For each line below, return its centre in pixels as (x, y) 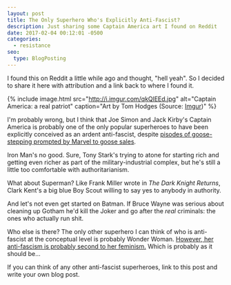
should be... (24, 253)
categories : (24, 39)
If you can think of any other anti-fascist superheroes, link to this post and (112, 267)
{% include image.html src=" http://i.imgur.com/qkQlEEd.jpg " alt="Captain (112, 99)
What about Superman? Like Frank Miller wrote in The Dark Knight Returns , (114, 183)
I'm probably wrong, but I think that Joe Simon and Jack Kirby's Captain (109, 119)
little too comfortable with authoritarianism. (68, 169)
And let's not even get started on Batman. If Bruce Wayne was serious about (115, 204)
